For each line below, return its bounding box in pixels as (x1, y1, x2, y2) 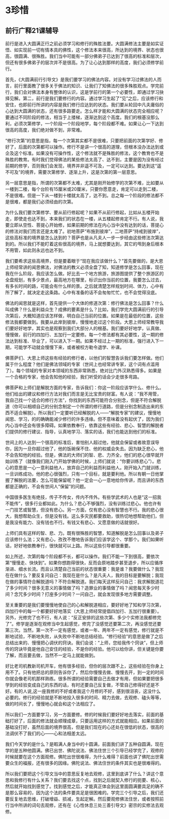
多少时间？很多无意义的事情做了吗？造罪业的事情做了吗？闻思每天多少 (9, 585, 155, 591)
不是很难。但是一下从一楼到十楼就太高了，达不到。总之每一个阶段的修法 (5, 193, 155, 198)
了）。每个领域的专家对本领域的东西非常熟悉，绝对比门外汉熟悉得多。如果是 (5, 367, 162, 373)
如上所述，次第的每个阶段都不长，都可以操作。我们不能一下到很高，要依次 (5, 553, 159, 559)
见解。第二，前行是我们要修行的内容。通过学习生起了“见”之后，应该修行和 (9, 95, 163, 101)
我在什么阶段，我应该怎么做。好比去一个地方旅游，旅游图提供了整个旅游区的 (5, 271, 164, 276)
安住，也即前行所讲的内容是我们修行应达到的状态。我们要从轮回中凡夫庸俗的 (5, 102, 164, 107)
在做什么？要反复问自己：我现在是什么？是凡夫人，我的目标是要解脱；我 (9, 573, 159, 578)
